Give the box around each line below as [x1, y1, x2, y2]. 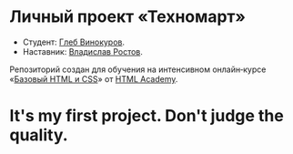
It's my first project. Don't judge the [9, 106, 284, 127]
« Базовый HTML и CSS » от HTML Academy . [9, 73, 178, 84]
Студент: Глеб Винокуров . [22, 36, 126, 47]
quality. [9, 125, 68, 146]
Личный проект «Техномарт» [9, 6, 247, 27]
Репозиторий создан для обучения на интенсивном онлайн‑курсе [9, 64, 267, 75]
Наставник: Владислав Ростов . [22, 46, 144, 56]
